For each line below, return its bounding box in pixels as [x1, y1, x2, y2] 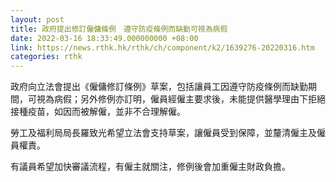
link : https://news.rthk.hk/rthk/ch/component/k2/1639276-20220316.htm [10, 42, 315, 53]
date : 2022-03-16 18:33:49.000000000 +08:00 [10, 33, 199, 43]
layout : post [10, 14, 65, 25]
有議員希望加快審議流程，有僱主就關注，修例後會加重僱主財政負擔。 [10, 161, 291, 173]
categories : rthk [10, 52, 83, 62]
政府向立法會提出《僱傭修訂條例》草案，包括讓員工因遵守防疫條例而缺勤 [10, 81, 308, 93]
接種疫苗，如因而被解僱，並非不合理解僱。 [10, 106, 186, 118]
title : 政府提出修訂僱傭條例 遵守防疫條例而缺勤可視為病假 [10, 24, 228, 34]
